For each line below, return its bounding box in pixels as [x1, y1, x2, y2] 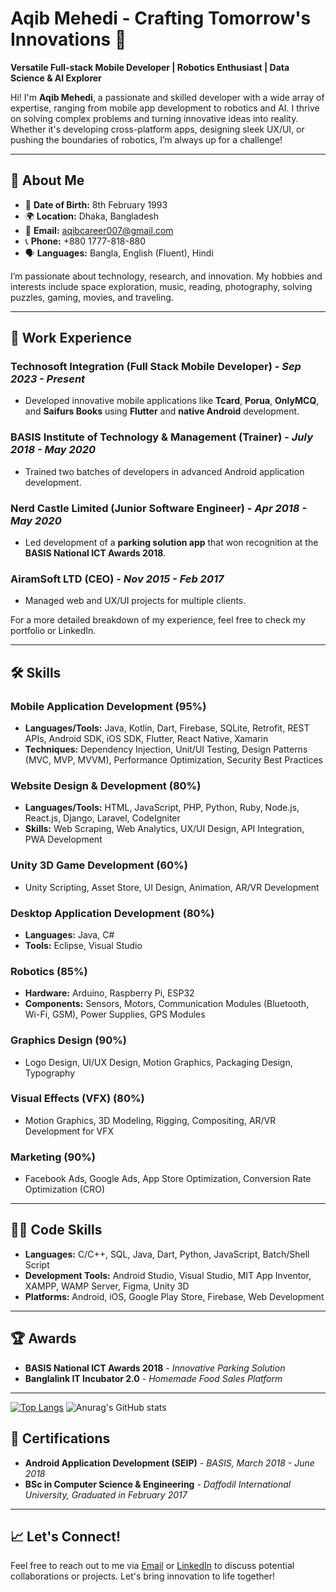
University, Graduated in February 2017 [24, 1488, 188, 1501]
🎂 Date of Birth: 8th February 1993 [24, 198, 168, 211]
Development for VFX [24, 1125, 114, 1137]
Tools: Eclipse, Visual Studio [24, 939, 143, 951]
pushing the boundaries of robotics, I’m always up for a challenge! [10, 133, 283, 146]
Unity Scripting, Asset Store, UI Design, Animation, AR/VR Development [24, 881, 320, 893]
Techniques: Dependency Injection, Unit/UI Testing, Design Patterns [24, 743, 308, 756]
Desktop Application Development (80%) [10, 906, 215, 920]
